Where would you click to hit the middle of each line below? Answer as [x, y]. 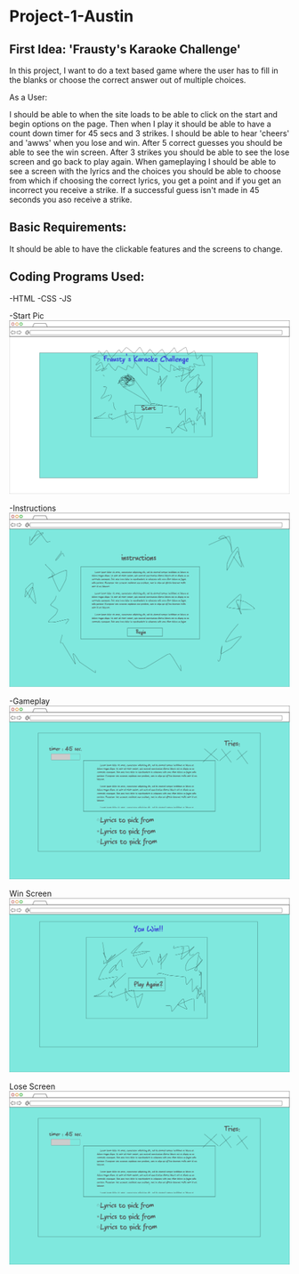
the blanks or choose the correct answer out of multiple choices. [128, 80]
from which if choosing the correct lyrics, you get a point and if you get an [145, 181]
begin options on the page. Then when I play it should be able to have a [140, 124]
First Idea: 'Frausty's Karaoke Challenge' [125, 49]
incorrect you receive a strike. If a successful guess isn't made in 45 [134, 190]
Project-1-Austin [72, 16]
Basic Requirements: [68, 227]
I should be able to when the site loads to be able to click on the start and [144, 114]
